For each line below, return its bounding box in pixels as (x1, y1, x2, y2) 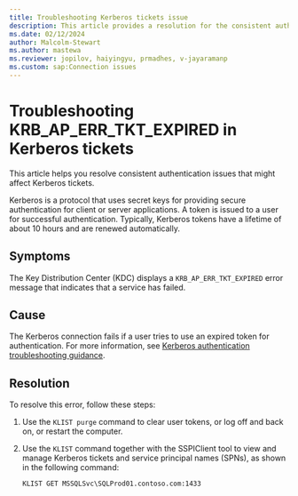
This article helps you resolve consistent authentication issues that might (9, 168, 276, 179)
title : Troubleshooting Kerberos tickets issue (9, 12, 189, 22)
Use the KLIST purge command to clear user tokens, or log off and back (21, 417, 284, 428)
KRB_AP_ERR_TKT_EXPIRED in (9, 120, 238, 140)
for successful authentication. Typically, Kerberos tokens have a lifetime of (9, 213, 282, 224)
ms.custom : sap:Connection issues (9, 63, 137, 72)
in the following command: (21, 462, 120, 473)
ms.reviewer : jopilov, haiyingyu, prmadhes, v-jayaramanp (9, 54, 228, 63)
